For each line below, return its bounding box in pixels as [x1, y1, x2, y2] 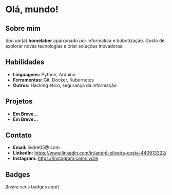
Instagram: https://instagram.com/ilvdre [12, 155, 99, 162]
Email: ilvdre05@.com [12, 144, 60, 150]
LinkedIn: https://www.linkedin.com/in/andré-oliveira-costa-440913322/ [12, 150, 167, 156]
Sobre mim [5, 24, 41, 33]
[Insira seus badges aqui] [5, 184, 59, 190]
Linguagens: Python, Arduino [12, 71, 76, 77]
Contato [5, 131, 32, 140]
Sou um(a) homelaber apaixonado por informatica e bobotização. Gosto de [5, 37, 165, 44]
